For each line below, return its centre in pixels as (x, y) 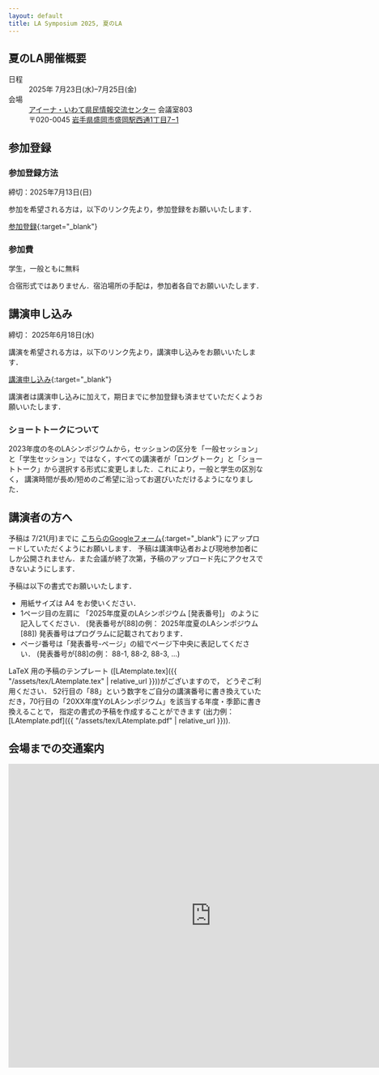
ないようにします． (47, 569)
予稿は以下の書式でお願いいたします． (72, 586)
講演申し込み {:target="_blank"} (60, 380)
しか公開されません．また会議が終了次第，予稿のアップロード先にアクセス (132, 559)
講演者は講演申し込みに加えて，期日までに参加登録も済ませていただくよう (132, 397)
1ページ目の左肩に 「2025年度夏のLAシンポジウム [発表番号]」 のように (140, 613)
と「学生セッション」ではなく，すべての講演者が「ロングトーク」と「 (125, 459)
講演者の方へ (40, 517)
